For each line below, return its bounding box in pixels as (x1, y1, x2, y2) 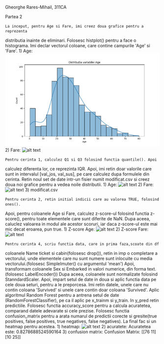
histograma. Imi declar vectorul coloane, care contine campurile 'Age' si (5, 43, 151, 48)
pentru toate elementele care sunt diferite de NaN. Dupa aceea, (22, 216, 151, 222)
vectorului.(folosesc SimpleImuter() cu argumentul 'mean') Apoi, (5, 261, 135, 267)
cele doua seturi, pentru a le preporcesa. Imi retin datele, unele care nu (5, 282, 149, 288)
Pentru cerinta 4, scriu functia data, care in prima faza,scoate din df (5, 241, 160, 247)
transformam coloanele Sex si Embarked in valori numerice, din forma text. (5, 266, 156, 272)
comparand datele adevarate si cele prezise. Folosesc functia (5, 308, 130, 314)
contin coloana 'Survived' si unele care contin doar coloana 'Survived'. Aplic (5, 287, 160, 293)
